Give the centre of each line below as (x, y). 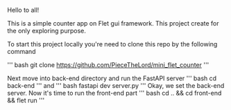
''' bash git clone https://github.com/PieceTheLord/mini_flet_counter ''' (108, 65)
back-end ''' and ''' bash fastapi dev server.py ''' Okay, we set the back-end (116, 85)
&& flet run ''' (26, 100)
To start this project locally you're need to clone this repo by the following (112, 44)
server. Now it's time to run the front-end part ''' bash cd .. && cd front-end (114, 93)
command (22, 52)
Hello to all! (23, 10)
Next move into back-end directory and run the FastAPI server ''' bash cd (112, 78)
